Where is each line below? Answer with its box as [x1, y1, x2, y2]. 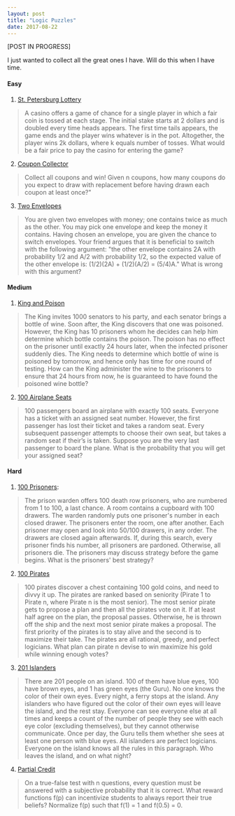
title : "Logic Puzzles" [7, 17, 77, 24]
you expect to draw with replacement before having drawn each [24, 180, 210, 189]
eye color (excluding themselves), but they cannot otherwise [24, 721, 199, 730]
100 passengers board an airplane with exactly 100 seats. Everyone [24, 406, 219, 415]
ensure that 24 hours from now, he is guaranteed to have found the [24, 372, 218, 380]
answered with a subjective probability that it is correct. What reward [24, 786, 224, 794]
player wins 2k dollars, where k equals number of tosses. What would [24, 138, 225, 147]
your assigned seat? [24, 451, 83, 459]
